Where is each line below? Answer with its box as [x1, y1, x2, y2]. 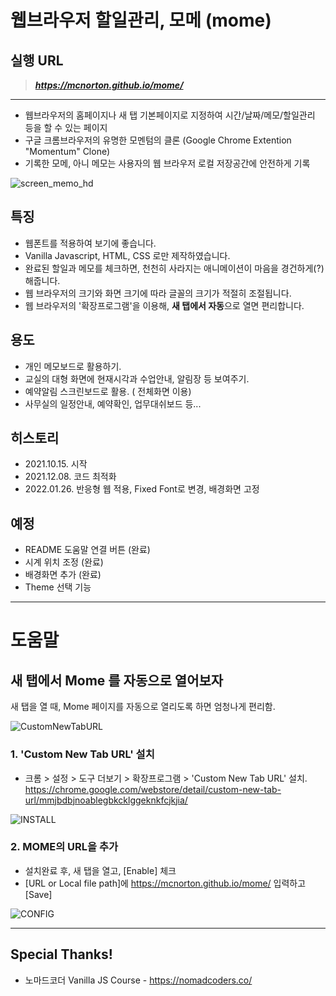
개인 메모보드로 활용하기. [24, 360, 122, 372]
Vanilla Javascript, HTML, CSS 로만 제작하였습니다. [24, 249, 231, 261]
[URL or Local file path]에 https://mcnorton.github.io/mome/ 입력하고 [24, 877, 307, 889]
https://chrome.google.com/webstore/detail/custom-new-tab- [24, 783, 282, 795]
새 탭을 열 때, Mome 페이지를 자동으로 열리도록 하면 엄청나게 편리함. [10, 701, 276, 713]
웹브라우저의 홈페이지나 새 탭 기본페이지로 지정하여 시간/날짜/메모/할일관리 [24, 109, 316, 121]
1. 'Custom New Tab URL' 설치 [10, 747, 155, 761]
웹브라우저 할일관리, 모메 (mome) [10, 9, 272, 32]
